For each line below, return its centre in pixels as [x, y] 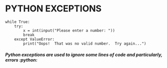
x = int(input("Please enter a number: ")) [69, 30]
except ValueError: [34, 39]
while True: [17, 22]
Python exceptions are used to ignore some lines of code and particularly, [84, 55]
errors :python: [21, 60]
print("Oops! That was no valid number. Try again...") [85, 43]
